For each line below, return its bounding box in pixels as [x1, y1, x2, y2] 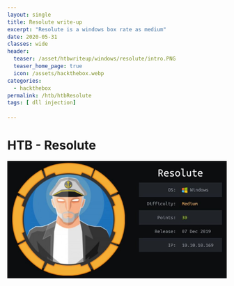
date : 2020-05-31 [7, 33, 58, 40]
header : [7, 48, 30, 55]
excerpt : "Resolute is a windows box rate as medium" [7, 26, 167, 33]
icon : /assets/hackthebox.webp [13, 70, 104, 77]
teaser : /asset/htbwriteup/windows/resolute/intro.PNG [13, 56, 176, 63]
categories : [7, 77, 42, 84]
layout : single [7, 11, 52, 18]
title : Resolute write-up [7, 18, 82, 26]
